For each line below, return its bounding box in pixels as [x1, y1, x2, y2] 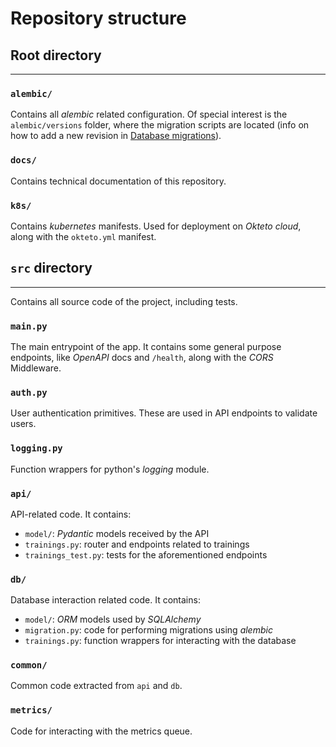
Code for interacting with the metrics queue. [10, 725, 193, 737]
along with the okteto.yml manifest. [10, 230, 157, 242]
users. [10, 418, 37, 430]
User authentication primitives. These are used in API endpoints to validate [10, 407, 318, 419]
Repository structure [10, 7, 187, 30]
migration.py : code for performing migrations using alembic [24, 624, 273, 636]
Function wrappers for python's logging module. [10, 463, 210, 475]
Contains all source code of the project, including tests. [10, 295, 238, 307]
